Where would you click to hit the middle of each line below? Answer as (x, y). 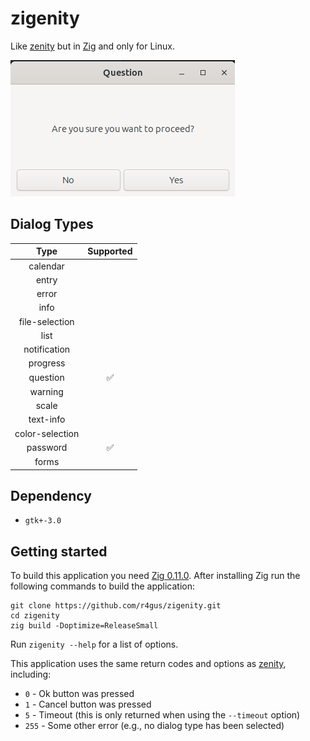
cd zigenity (35, 616)
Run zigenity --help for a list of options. (94, 644)
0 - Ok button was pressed (79, 694)
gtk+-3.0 (43, 521)
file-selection (46, 321)
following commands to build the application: (103, 586)
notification (47, 349)
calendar (46, 266)
